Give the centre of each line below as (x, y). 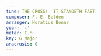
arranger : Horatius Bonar (37, 22)
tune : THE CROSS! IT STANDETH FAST (50, 11)
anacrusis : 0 (22, 44)
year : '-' (18, 28)
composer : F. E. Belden (35, 17)
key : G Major (22, 38)
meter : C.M (19, 33)
